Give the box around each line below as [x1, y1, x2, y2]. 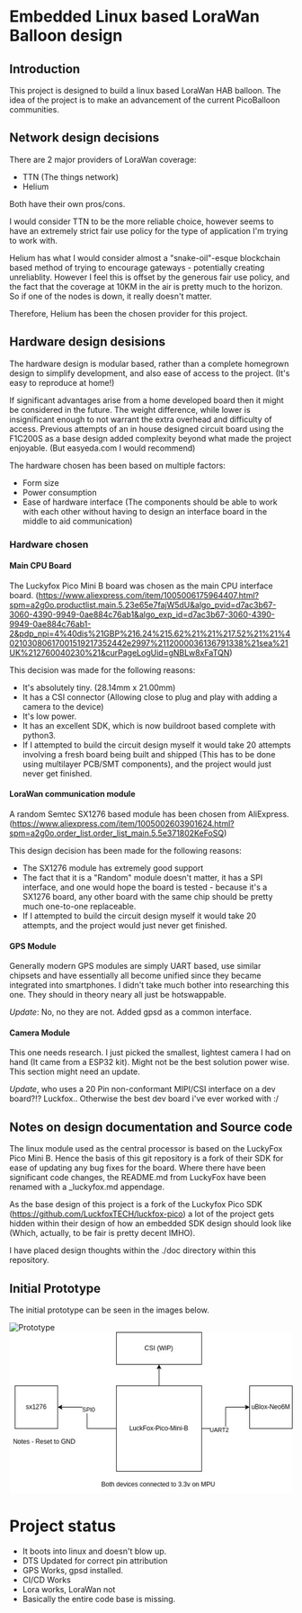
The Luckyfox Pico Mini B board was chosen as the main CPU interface [9, 580, 273, 591]
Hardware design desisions [9, 335, 166, 350]
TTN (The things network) [22, 171, 120, 182]
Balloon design [9, 25, 123, 46]
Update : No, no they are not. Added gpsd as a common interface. [9, 1007, 252, 1017]
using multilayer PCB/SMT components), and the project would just [22, 758, 272, 769]
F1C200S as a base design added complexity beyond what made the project [9, 433, 292, 444]
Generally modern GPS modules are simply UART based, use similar [9, 961, 262, 972]
